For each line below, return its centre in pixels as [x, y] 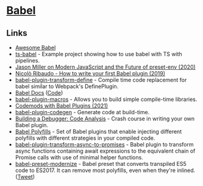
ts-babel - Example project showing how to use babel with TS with [99, 54]
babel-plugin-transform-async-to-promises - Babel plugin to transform [104, 144]
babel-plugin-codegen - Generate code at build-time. [82, 112]
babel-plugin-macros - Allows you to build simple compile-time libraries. [106, 99]
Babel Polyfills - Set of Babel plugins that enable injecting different [98, 132]
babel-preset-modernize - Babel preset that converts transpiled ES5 [101, 164]
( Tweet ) [25, 177]
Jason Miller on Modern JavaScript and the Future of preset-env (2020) [105, 67]
